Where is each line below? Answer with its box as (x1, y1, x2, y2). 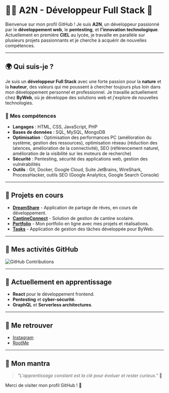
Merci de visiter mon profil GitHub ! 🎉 (5, 382, 82, 388)
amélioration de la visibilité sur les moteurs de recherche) (12, 150, 132, 156)
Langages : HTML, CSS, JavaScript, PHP (12, 124, 98, 130)
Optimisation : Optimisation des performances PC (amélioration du (12, 134, 152, 140)
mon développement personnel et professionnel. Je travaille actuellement (5, 89, 158, 95)
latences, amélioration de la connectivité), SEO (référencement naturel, (12, 145, 160, 151)
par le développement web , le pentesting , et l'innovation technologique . (5, 26, 159, 32)
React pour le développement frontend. (12, 291, 95, 297)
